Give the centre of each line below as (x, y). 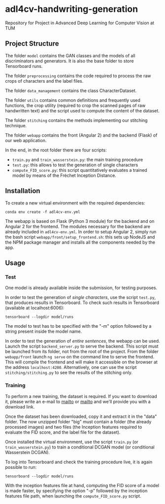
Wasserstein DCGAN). (28, 452)
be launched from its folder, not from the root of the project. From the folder (82, 352)
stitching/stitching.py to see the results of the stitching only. (69, 373)
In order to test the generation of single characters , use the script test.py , (81, 298)
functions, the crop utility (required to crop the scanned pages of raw (75, 105)
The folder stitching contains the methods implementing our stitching (76, 120)
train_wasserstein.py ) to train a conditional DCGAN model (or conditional (80, 447)
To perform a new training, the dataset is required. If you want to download (81, 396)
